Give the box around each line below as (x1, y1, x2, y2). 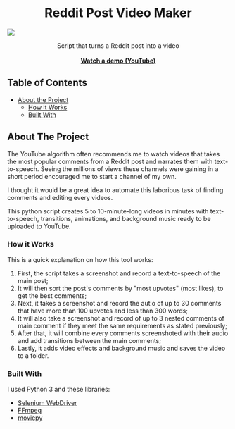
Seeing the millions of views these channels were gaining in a (40, 164, 219, 173)
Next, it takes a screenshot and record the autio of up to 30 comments (17, 299, 222, 307)
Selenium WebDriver (17, 399, 77, 407)
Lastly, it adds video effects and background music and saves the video (17, 344, 226, 352)
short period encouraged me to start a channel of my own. (7, 172, 177, 180)
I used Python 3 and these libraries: (7, 385, 110, 394)
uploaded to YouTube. (7, 222, 72, 230)
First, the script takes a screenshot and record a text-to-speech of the (17, 269, 221, 278)
